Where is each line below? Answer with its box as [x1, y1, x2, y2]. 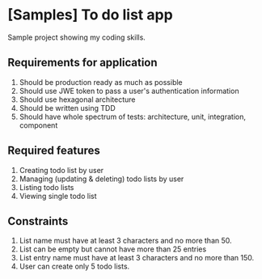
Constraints [7, 214, 69, 228]
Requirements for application [7, 56, 158, 70]
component [19, 120, 58, 130]
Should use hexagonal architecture [19, 95, 136, 104]
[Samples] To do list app [7, 6, 173, 24]
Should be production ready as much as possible [19, 77, 183, 87]
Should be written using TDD [19, 103, 116, 112]
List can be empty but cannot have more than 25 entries [19, 244, 207, 254]
